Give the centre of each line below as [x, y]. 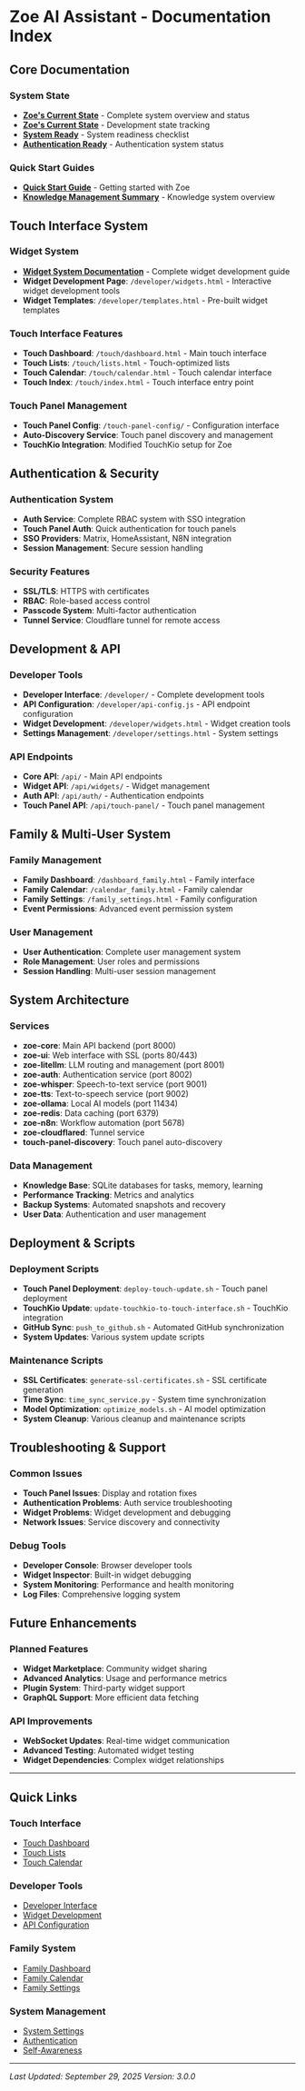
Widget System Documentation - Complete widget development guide [156, 271]
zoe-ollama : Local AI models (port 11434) [100, 1104]
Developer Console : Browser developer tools [107, 1566]
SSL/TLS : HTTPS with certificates [86, 592]
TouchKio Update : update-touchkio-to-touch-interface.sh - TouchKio [155, 1308]
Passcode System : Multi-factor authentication [109, 611]
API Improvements [51, 1721]
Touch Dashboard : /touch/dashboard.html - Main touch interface [145, 353]
